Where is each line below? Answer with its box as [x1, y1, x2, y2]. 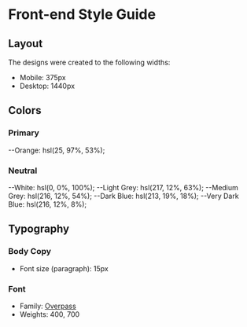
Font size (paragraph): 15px [19, 263, 109, 273]
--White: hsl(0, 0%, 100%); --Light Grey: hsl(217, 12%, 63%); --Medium [8, 182, 238, 192]
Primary [8, 127, 39, 138]
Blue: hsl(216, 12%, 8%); [8, 199, 87, 209]
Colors [8, 104, 42, 117]
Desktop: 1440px [19, 81, 76, 90]
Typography [8, 222, 69, 236]
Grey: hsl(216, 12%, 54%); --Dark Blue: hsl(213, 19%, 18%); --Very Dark [8, 191, 239, 200]
